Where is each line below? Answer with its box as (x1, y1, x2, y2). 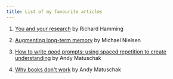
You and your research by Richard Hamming (14, 25, 124, 32)
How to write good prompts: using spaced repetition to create (14, 48, 167, 55)
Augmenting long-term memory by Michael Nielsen (14, 36, 141, 43)
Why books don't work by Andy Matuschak (14, 66, 121, 73)
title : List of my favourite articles (6, 8, 103, 15)
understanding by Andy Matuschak (14, 54, 101, 61)
